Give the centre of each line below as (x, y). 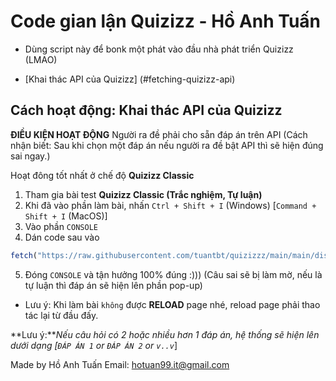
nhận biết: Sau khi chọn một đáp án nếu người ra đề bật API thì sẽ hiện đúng (167, 145)
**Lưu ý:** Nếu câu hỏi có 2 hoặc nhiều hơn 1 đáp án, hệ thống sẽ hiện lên (165, 334)
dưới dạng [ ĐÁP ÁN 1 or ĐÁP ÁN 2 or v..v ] (94, 345)
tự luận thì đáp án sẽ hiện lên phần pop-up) (113, 285)
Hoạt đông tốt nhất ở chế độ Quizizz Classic (102, 175)
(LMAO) (41, 59)
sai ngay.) (30, 156)
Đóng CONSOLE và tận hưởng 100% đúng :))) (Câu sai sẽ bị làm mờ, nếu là (173, 274)
